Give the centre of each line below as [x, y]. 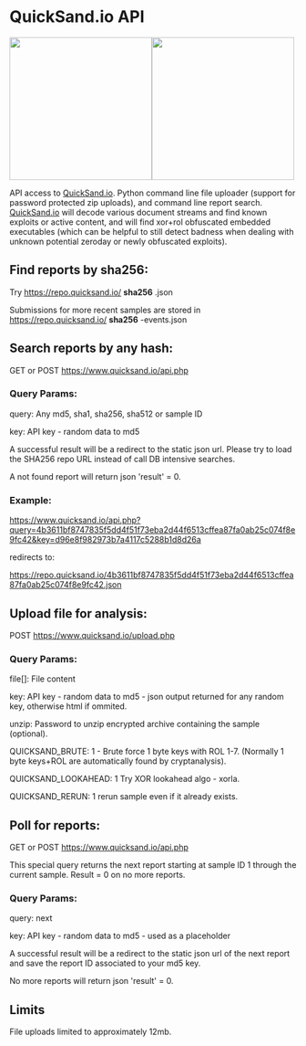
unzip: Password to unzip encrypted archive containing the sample [135, 724]
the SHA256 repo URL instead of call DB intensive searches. [122, 459]
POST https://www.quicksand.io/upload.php [92, 635]
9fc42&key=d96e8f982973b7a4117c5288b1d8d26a [106, 540]
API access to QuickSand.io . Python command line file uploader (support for [153, 193]
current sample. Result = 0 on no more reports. [97, 875]
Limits [27, 1010]
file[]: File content [42, 679]
